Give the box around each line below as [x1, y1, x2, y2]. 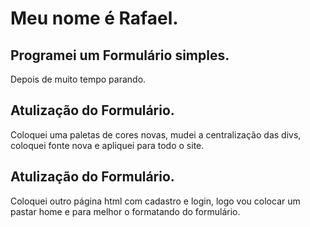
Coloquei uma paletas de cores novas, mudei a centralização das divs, [10, 128, 302, 141]
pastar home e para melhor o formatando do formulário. [10, 205, 241, 217]
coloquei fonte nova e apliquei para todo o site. [10, 139, 205, 151]
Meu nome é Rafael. [10, 7, 179, 30]
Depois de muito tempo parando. [10, 73, 147, 85]
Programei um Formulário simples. [10, 47, 230, 64]
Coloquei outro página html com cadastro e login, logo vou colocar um [10, 195, 301, 207]
